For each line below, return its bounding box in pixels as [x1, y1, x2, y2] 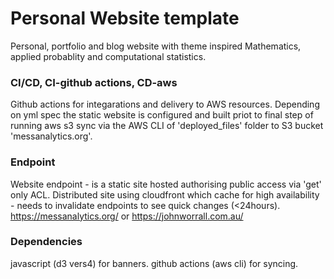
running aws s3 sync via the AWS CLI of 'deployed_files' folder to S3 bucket [10, 120, 324, 132]
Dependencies [10, 235, 83, 249]
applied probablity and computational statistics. [10, 50, 207, 62]
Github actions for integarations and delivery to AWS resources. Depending [10, 98, 320, 111]
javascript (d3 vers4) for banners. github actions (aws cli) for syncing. [10, 257, 299, 269]
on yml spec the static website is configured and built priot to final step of [10, 109, 314, 121]
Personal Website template [10, 7, 240, 30]
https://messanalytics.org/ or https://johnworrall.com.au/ [10, 210, 244, 222]
